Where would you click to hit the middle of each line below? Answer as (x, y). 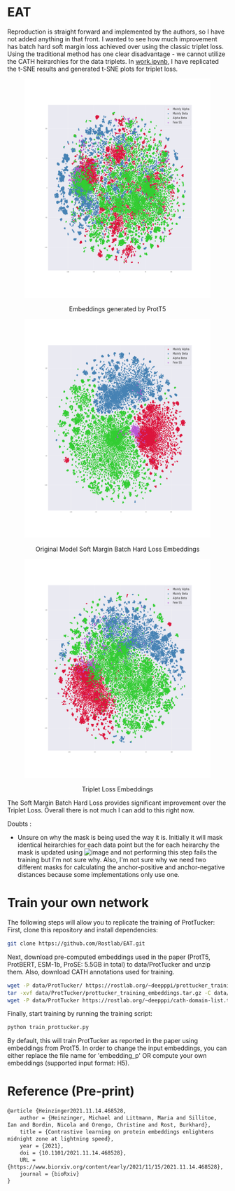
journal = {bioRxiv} (50, 1174)
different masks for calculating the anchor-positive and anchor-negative (121, 867)
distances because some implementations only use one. (98, 874)
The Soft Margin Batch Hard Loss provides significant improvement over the (117, 803)
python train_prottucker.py (48, 1028)
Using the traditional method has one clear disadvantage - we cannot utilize (116, 54)
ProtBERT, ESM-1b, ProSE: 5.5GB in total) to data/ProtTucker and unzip (109, 964)
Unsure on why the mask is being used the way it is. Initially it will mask (120, 837)
